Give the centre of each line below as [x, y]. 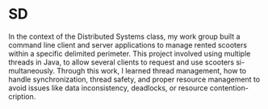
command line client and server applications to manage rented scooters [128, 44]
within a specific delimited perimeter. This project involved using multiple [130, 53]
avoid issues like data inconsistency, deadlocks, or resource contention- [128, 88]
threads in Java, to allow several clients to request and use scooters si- [127, 62]
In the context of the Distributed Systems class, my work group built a [124, 36]
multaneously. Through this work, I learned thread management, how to [128, 70]
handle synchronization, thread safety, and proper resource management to [134, 79]
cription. [22, 96]
